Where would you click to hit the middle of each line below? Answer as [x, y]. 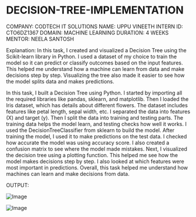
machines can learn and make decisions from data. [68, 174]
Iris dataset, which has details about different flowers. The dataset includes [97, 105]
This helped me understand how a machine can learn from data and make [95, 69]
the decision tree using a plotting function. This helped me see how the [92, 155]
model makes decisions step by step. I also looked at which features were [95, 161]
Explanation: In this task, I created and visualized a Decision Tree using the [96, 50]
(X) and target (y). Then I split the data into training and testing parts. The [95, 117]
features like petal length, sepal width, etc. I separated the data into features [98, 111]
